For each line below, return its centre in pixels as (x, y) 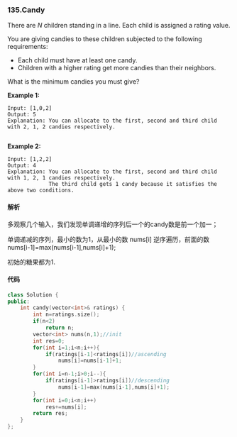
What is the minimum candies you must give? (73, 82)
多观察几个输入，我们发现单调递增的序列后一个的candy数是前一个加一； (113, 224)
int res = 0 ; (49, 341)
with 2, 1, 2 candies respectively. (61, 127)
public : (19, 302)
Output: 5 (22, 115)
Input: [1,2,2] (30, 160)
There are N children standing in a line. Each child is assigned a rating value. (119, 26)
